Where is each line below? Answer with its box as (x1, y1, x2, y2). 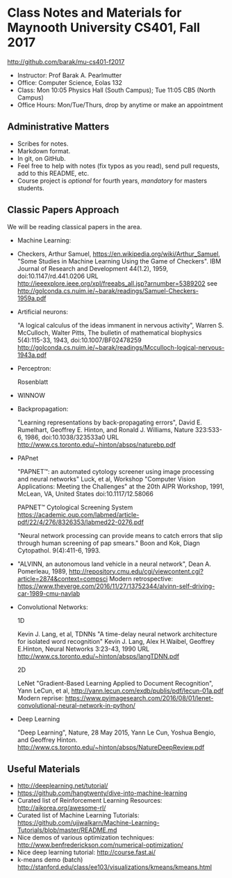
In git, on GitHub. (17, 154, 66, 162)
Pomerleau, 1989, (17, 567, 68, 576)
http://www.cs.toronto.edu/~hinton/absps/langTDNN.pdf (17, 652, 179, 660)
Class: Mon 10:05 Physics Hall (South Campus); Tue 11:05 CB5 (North (17, 86, 216, 94)
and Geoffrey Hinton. (17, 735, 78, 744)
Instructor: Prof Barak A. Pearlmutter (17, 71, 122, 79)
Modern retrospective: (108, 574, 174, 583)
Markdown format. (17, 146, 71, 155)
